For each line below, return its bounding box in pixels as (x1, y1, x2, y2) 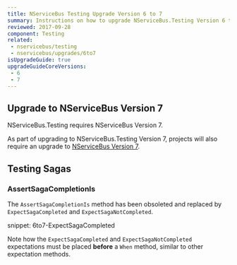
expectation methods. (7, 249, 71, 258)
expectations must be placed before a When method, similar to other (7, 242, 203, 251)
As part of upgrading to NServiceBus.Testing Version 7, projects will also (7, 135, 218, 143)
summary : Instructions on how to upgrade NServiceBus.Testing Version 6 (7, 17, 226, 24)
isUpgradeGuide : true (7, 57, 71, 64)
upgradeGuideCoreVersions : (7, 63, 87, 70)
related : (7, 37, 33, 44)
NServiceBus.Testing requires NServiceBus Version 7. (7, 121, 164, 129)
